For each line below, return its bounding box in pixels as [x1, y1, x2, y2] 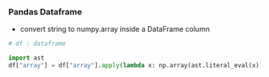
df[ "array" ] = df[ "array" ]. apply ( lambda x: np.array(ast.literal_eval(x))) [8, 62, 267, 70]
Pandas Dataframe [8, 6, 82, 17]
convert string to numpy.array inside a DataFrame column [19, 25, 211, 34]
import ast [8, 54, 45, 62]
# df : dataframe [8, 40, 66, 48]
